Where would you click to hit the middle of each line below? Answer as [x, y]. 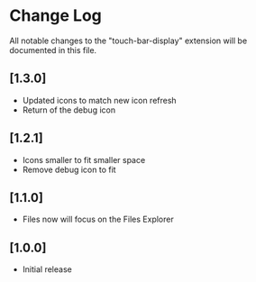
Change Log [55, 16]
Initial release [47, 269]
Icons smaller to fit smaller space [84, 159]
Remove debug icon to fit [69, 169]
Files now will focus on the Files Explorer [98, 219]
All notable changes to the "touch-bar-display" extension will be [128, 41]
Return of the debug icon [69, 110]
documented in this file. [53, 50]
